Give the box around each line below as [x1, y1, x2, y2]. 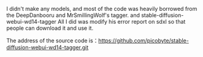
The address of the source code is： [6, 37, 99, 44]
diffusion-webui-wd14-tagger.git [6, 44, 89, 51]
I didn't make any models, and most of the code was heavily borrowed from [6, 5, 197, 12]
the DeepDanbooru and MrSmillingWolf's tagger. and [6, 12, 140, 19]
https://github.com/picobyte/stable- [98, 37, 189, 44]
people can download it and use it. [6, 24, 94, 32]
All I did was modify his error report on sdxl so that [58, 18, 186, 25]
